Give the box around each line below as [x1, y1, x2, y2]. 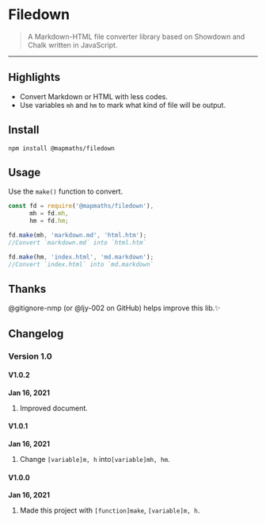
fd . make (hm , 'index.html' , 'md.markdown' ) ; [8, 252, 154, 261]
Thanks [8, 282, 47, 295]
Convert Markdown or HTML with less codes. [19, 91, 169, 101]
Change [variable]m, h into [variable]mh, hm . [19, 455, 170, 464]
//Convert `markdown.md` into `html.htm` [8, 238, 147, 247]
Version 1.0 [8, 351, 53, 362]
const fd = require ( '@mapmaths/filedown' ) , [8, 202, 154, 210]
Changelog [8, 327, 64, 340]
